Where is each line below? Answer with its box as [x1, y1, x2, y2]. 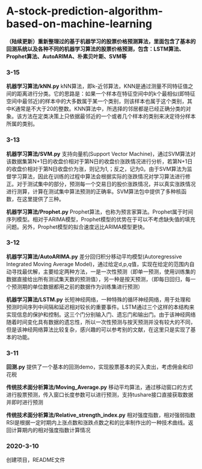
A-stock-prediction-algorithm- [6, 4, 164, 18]
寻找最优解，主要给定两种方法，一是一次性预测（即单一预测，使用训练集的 [11, 268, 196, 275]
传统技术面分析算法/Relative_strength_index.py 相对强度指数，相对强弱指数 [6, 411, 195, 419]
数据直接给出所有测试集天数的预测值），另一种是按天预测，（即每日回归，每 [6, 275, 191, 282]
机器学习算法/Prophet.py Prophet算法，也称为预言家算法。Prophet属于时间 [6, 208, 194, 215]
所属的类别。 [6, 120, 38, 128]
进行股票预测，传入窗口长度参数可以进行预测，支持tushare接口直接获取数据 [6, 391, 194, 399]
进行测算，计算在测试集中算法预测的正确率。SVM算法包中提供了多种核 [6, 188, 182, 195]
